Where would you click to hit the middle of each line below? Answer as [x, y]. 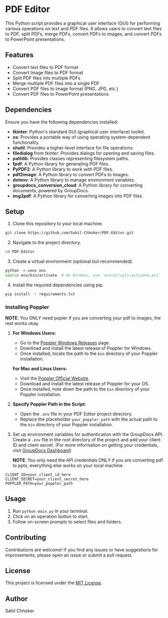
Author [16, 599]
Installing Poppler [27, 307]
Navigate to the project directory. [47, 243]
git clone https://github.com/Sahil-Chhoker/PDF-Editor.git [70, 233]
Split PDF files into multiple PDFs [46, 78]
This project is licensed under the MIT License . [54, 583]
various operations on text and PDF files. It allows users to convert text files [83, 28]
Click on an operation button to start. [51, 516]
